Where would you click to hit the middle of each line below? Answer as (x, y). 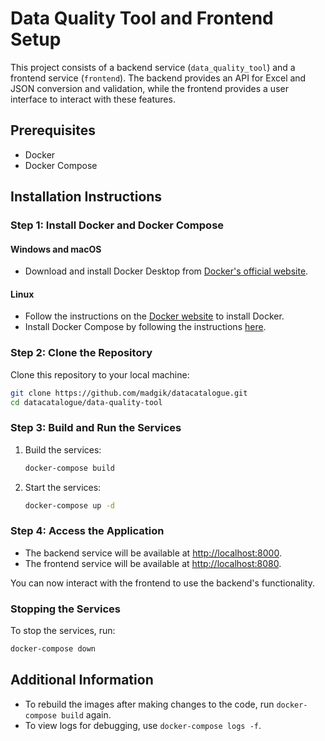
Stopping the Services (66, 609)
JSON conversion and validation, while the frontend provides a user (149, 88)
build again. (86, 714)
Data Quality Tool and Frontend (142, 18)
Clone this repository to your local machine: (100, 374)
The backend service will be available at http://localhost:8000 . (153, 553)
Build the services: (63, 449)
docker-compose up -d (69, 505)
